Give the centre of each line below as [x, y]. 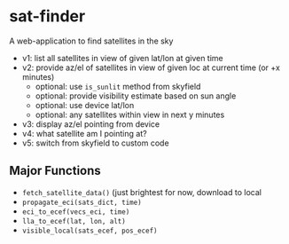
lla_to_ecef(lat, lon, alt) [74, 221]
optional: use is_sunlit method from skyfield [118, 86]
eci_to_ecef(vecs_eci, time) [76, 212]
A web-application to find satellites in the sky [91, 41]
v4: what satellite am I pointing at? [85, 133]
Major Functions [55, 171]
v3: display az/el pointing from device [91, 124]
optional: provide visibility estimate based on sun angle [136, 96]
